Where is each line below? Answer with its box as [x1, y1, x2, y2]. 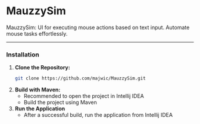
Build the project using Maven [23, 99, 97, 106]
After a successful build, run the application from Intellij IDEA [23, 112, 173, 119]
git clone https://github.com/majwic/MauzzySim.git [14, 75, 146, 81]
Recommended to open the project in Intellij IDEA [23, 93, 144, 100]
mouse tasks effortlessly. [6, 30, 68, 37]
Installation [6, 50, 40, 59]
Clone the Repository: [14, 64, 70, 71]
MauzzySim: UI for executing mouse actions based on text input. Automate [6, 24, 190, 31]
